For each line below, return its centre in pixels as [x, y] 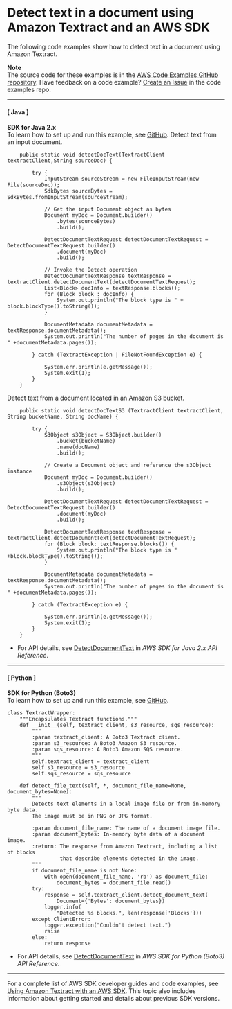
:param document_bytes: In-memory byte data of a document [119, 834]
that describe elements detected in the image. [129, 859]
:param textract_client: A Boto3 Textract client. [106, 737]
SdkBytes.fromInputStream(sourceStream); [68, 198]
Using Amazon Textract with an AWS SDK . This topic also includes [101, 991]
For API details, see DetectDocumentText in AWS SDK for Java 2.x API [117, 648]
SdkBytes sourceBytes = [78, 191]
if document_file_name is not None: [85, 871]
